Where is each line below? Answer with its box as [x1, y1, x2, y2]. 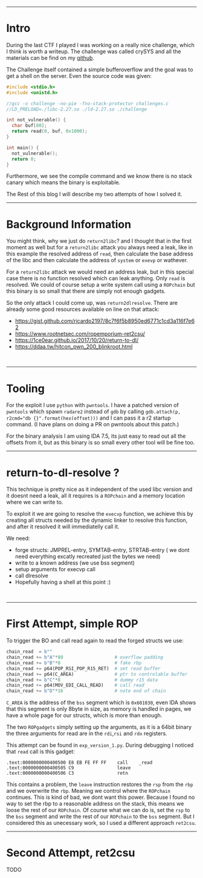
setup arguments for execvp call [14, 566, 95, 573]
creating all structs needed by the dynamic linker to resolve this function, [6, 517, 188, 524]
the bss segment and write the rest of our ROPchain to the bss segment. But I [6, 813, 195, 820]
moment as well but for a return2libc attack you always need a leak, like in [6, 244, 193, 251]
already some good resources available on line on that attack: [6, 306, 160, 313]
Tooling [6, 382, 45, 396]
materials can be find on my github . [6, 54, 95, 61]
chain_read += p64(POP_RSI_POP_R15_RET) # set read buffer [6, 665, 161, 671]
